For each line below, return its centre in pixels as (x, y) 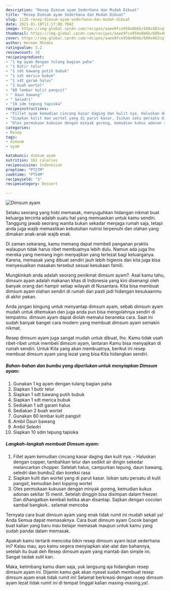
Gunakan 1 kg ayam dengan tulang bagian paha (62, 384)
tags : (11, 137)
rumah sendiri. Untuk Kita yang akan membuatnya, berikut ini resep (76, 349)
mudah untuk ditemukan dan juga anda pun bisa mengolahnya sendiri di (80, 312)
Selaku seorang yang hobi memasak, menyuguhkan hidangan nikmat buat (82, 213)
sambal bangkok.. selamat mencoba (51, 505)
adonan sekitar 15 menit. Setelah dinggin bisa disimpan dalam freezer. (86, 494)
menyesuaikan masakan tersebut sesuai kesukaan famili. (65, 265)
